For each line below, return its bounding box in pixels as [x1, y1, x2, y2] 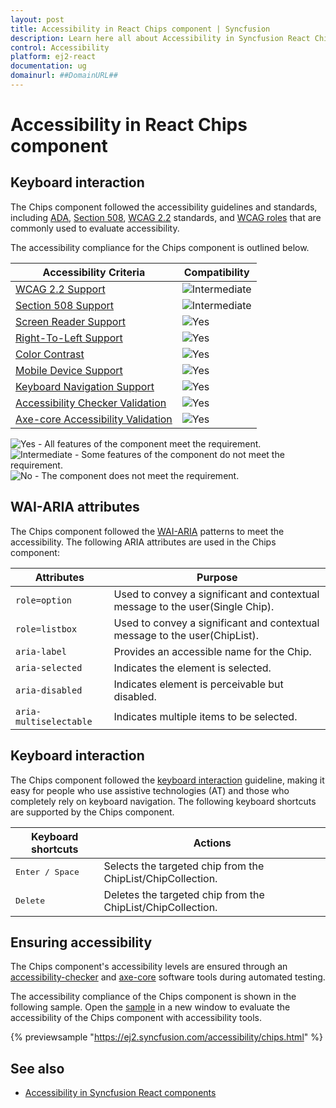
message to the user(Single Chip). [113, 599, 275, 613]
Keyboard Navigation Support [15, 379, 155, 393]
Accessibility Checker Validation [15, 396, 167, 410]
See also [10, 1060, 65, 1077]
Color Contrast [15, 347, 85, 361]
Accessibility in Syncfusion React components [24, 1087, 217, 1099]
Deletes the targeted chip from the [103, 887, 265, 901]
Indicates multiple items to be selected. [113, 709, 298, 723]
